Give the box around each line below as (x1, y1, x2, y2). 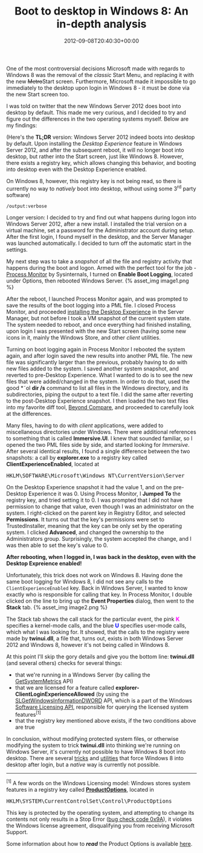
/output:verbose (6, 203, 47, 209)
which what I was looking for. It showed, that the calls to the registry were (6, 628, 190, 635)
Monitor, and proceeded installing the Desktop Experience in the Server (6, 308, 184, 315)
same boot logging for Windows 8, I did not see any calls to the (6, 578, 163, 585)
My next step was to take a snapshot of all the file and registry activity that (6, 258, 192, 265)
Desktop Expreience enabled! (6, 560, 82, 567)
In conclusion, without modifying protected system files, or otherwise (6, 735, 179, 743)
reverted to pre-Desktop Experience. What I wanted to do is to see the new (6, 371, 193, 378)
